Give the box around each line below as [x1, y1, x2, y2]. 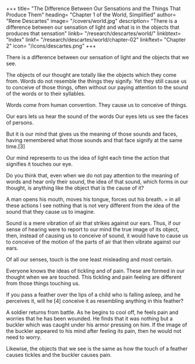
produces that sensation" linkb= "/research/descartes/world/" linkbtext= [6, 30, 182, 37]
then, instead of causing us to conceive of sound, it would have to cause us [6, 232, 189, 239]
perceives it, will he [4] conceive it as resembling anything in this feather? [6, 298, 184, 304]
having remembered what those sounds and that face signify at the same [6, 137, 183, 143]
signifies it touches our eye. [6, 161, 73, 167]
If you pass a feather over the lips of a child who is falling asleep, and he [6, 291, 181, 298]
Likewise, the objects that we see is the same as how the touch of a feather [6, 345, 188, 352]
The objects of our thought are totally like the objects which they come [6, 72, 177, 78]
